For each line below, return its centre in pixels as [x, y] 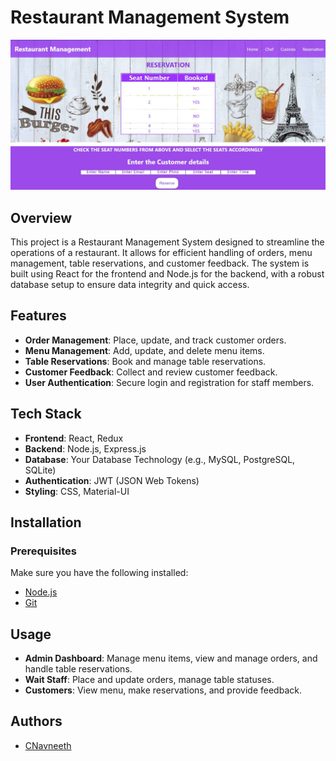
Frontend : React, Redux [74, 438]
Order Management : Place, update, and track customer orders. [155, 340]
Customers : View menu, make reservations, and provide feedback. [163, 690]
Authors [36, 721]
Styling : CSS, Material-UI [77, 491]
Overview [41, 217]
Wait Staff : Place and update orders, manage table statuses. [149, 680]
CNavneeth [48, 745]
